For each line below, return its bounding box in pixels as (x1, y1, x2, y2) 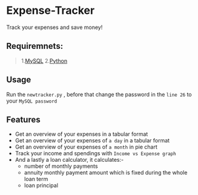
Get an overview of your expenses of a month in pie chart (15, 143, 157, 151)
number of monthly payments (24, 162, 98, 170)
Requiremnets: (6, 41, 64, 51)
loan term (24, 176, 48, 183)
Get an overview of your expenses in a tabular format (15, 130, 148, 138)
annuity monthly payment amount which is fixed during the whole (24, 169, 188, 176)
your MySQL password (6, 97, 58, 104)
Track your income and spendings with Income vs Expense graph (15, 150, 177, 157)
